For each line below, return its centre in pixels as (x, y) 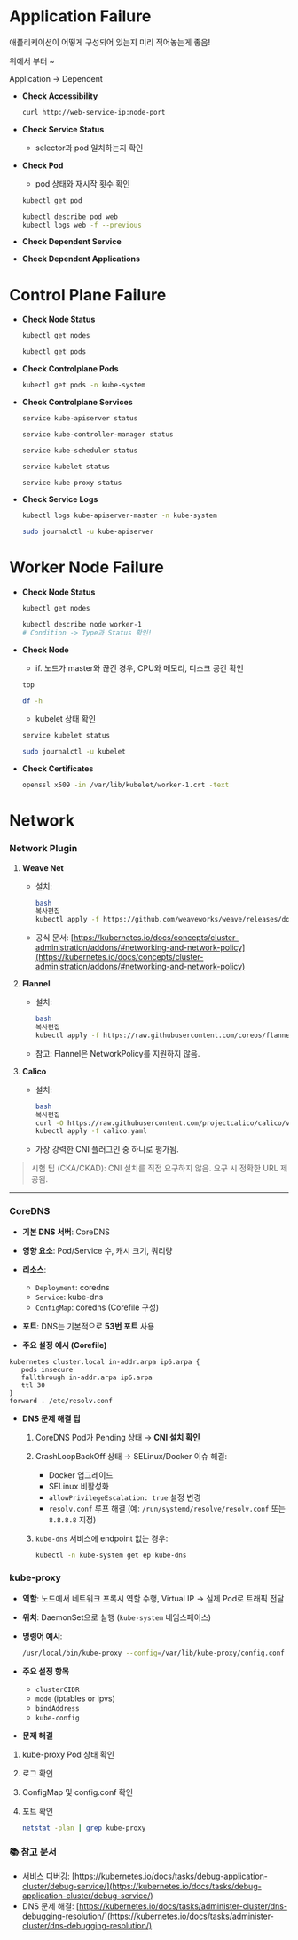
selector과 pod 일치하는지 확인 (89, 148)
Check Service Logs (60, 499)
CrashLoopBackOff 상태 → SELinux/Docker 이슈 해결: (131, 1456)
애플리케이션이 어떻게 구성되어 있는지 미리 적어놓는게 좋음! (110, 42)
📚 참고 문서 (33, 1852)
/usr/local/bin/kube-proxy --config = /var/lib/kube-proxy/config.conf (153, 1653)
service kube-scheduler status (80, 451)
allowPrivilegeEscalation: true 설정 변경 (125, 1497)
